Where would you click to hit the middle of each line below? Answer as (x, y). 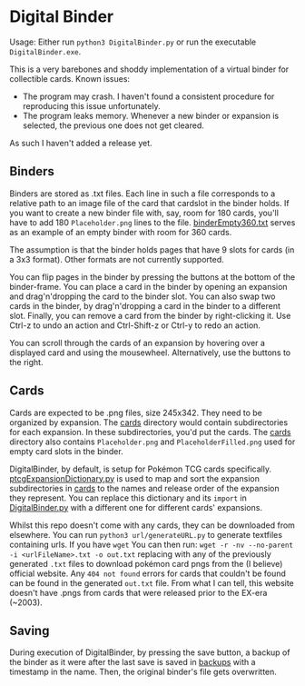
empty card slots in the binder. (67, 451)
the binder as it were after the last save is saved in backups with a (133, 662)
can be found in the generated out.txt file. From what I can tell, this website (152, 582)
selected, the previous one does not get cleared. (113, 125)
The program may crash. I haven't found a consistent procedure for (148, 96)
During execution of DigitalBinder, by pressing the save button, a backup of (150, 652)
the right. (26, 362)
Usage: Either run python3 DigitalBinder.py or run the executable (133, 42)
